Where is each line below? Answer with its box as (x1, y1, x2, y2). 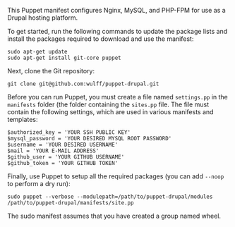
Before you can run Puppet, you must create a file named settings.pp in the (7, 93, 228, 101)
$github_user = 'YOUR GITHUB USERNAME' (7, 154, 125, 161)
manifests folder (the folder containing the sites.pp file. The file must (7, 100, 210, 109)
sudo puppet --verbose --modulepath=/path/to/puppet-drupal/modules (7, 193, 213, 200)
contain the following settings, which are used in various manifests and (7, 108, 214, 116)
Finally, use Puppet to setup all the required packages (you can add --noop (7, 172, 224, 180)
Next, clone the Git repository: (7, 67, 95, 75)
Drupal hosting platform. (7, 13, 78, 22)
